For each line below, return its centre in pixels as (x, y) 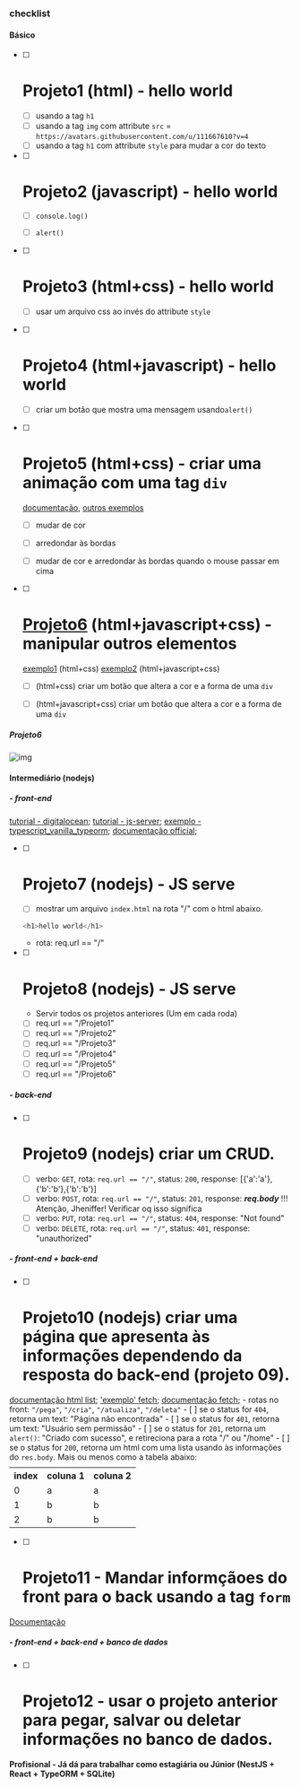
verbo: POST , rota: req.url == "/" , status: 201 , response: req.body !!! (162, 1198)
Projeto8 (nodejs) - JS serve (129, 989)
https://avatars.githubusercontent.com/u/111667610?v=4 (142, 137)
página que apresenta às (116, 1337)
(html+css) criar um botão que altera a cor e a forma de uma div (154, 685)
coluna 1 (65, 1476)
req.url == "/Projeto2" (76, 1034)
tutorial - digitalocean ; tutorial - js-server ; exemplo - (105, 821)
